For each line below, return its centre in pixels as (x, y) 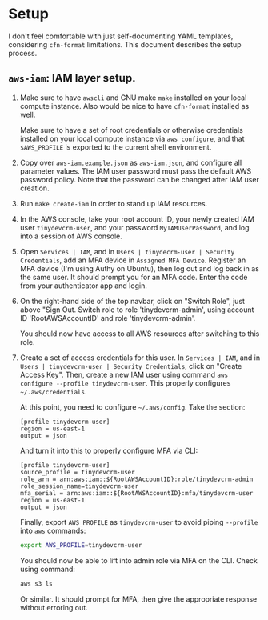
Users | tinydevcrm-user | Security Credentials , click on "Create (131, 366)
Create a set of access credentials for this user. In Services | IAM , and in (140, 358)
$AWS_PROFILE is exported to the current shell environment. (116, 147)
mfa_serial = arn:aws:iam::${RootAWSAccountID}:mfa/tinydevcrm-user (136, 493)
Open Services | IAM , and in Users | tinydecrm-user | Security (127, 251)
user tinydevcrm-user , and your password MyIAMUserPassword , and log (134, 227)
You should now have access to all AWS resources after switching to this (140, 334)
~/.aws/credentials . (53, 391)
